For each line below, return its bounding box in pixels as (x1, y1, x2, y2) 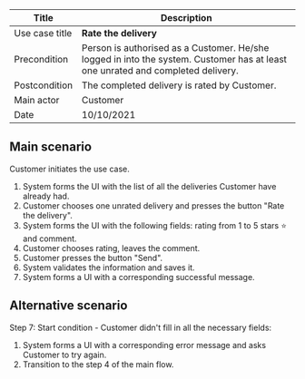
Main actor (14, 94, 60, 106)
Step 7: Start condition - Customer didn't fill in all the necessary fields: (9, 322, 272, 333)
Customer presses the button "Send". (22, 252, 163, 263)
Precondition (14, 53, 69, 65)
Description (160, 12, 212, 24)
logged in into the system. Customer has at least (81, 53, 288, 65)
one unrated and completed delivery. (81, 64, 239, 76)
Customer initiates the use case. (9, 163, 130, 174)
